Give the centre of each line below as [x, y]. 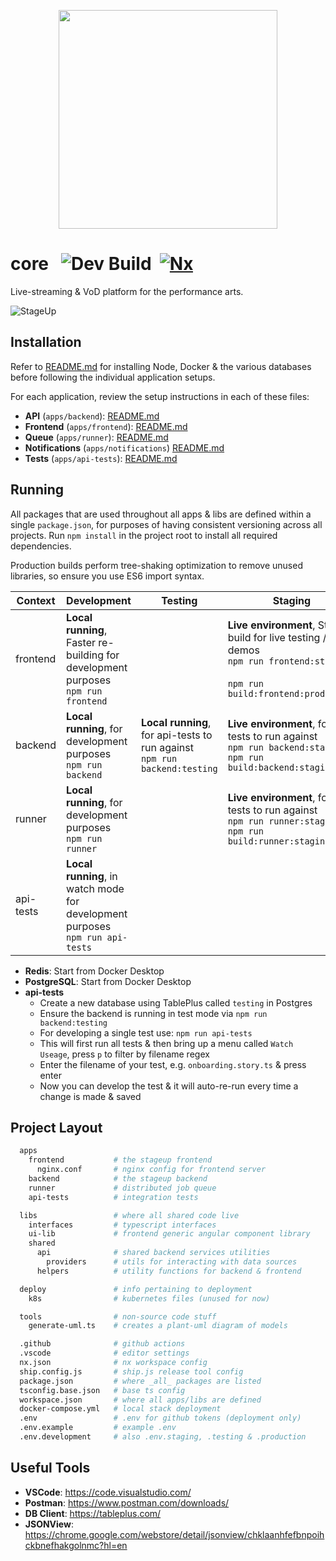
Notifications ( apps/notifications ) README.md [124, 447]
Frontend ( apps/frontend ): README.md [106, 426]
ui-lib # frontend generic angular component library [169, 1234]
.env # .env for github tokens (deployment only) [160, 1418]
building [85, 655]
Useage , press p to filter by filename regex [124, 1054]
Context [36, 600]
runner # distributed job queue [122, 1188]
